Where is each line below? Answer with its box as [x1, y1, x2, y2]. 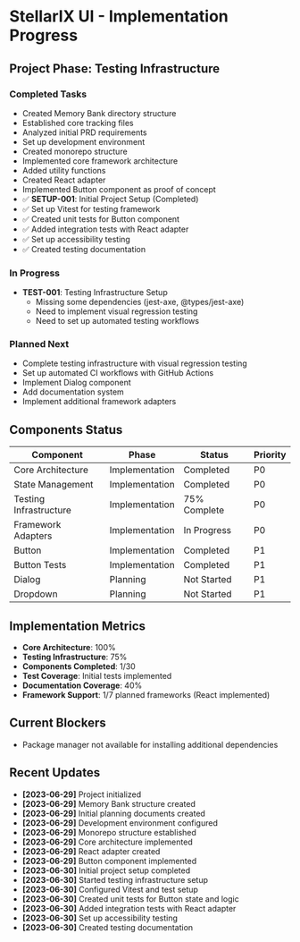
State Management [13, 479, 94, 491]
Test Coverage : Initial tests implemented [21, 671, 172, 682]
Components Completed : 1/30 [21, 661, 136, 672]
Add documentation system [21, 386, 125, 397]
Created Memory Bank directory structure [21, 107, 177, 118]
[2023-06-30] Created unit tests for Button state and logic [21, 893, 239, 904]
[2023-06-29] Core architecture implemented [21, 836, 194, 847]
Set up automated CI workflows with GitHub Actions [21, 368, 214, 378]
